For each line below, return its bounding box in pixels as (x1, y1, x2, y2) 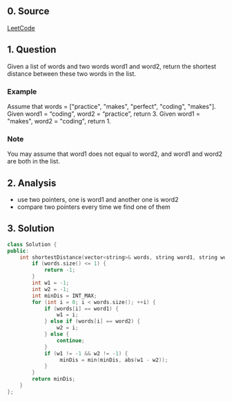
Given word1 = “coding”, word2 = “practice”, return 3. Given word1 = (7, 110, 200, 118)
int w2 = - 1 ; (32, 285, 70, 292)
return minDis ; (32, 376, 76, 383)
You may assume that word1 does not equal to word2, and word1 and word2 (7, 150, 223, 158)
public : (7, 248, 30, 254)
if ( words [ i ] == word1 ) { (43, 305, 119, 312)
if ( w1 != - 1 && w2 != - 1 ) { (43, 350, 128, 357)
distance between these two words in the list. (7, 69, 137, 78)
